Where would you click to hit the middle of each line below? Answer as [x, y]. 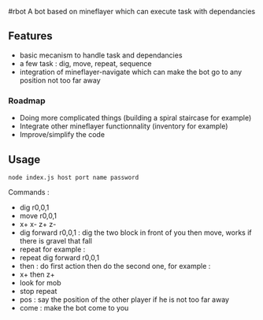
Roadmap [27, 100]
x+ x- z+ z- [38, 224]
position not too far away [60, 80]
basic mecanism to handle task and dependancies [101, 55]
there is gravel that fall [56, 240]
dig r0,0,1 [34, 207]
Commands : [29, 192]
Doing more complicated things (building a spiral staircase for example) [135, 118]
